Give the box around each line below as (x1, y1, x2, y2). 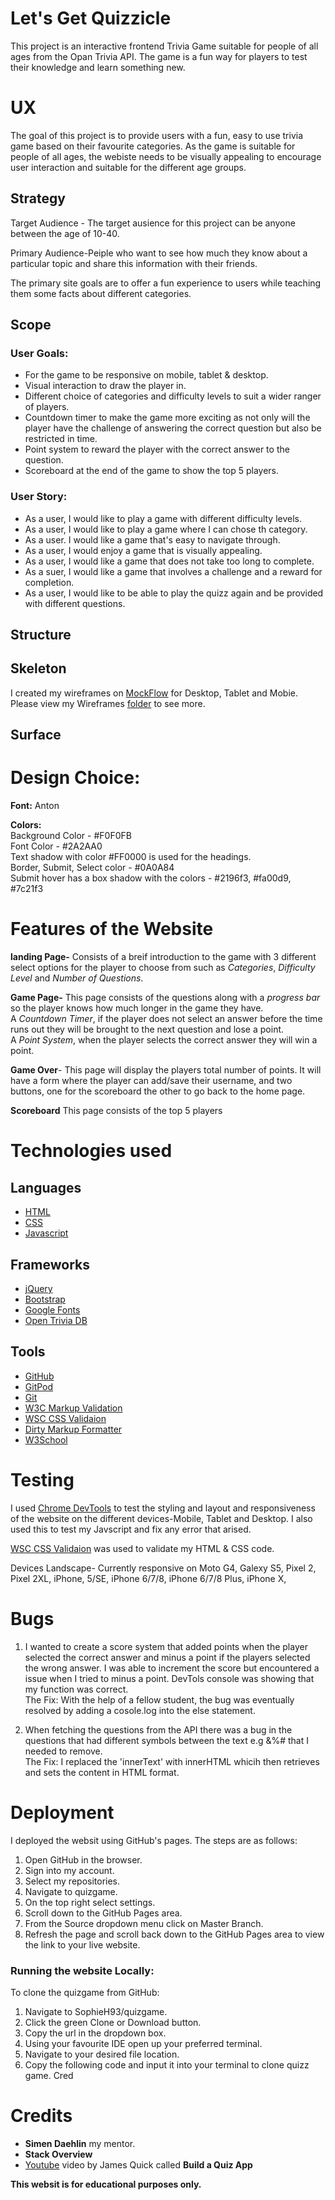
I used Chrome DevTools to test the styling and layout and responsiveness (10, 1502, 316, 1514)
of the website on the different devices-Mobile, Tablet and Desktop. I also (10, 1512, 313, 1524)
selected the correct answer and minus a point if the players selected (24, 1651, 311, 1663)
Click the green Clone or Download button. (24, 2016, 202, 2028)
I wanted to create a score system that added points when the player (24, 1640, 308, 1652)
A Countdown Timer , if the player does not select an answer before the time (10, 1013, 323, 1025)
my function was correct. (24, 1683, 129, 1695)
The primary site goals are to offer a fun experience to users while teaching (10, 277, 322, 289)
